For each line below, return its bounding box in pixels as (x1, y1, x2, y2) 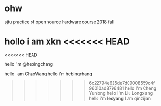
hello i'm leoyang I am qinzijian (89, 95, 151, 101)
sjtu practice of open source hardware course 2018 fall (4, 19, 114, 25)
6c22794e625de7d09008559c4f (89, 80, 155, 86)
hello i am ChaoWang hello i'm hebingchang (4, 71, 93, 76)
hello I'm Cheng (125, 85, 157, 91)
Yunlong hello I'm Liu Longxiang (89, 90, 153, 96)
